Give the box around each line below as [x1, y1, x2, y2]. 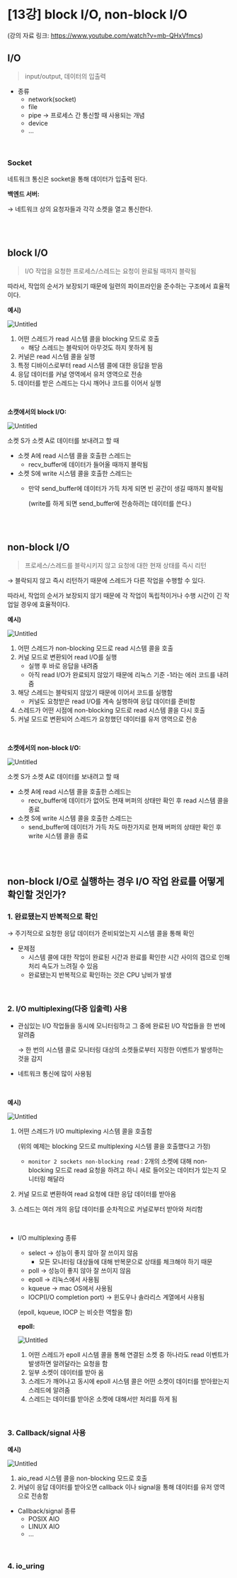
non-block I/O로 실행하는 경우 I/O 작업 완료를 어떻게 [7, 875, 225, 887]
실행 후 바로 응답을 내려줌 [28, 662, 99, 670]
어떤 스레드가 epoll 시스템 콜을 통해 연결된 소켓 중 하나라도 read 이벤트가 [28, 1350, 229, 1358]
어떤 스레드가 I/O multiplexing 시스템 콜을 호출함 [17, 1127, 153, 1135]
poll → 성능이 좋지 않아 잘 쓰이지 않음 [28, 1266, 132, 1275]
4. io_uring [7, 1561, 45, 1571]
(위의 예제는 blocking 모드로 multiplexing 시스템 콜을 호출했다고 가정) [17, 1142, 211, 1150]
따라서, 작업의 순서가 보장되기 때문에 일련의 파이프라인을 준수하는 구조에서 [7, 281, 212, 290]
